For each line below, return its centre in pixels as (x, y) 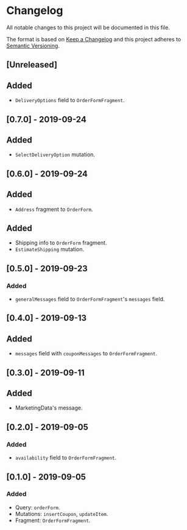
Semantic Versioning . (33, 46)
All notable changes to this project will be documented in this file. (88, 27)
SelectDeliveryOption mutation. (55, 155)
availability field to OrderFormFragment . (66, 458)
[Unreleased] (32, 65)
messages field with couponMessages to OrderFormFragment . (86, 354)
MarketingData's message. (49, 408)
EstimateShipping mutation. (50, 249)
